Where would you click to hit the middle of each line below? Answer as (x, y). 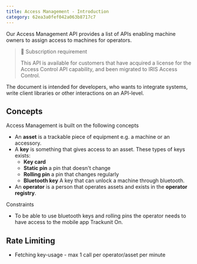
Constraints (20, 205)
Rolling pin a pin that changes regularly (71, 175)
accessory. (28, 143)
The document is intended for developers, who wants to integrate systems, (97, 86)
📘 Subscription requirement (54, 51)
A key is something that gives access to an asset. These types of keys (100, 149)
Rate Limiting (31, 241)
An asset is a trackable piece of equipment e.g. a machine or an (92, 137)
